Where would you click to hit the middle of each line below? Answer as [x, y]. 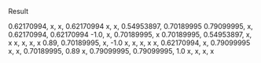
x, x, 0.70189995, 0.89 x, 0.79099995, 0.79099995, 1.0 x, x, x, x [111, 51]
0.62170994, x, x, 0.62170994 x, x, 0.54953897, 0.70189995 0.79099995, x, [130, 26]
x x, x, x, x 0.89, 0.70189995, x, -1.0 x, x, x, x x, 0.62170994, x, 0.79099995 [129, 43]
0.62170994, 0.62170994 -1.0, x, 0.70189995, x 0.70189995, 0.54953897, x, [130, 35]
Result [18, 11]
